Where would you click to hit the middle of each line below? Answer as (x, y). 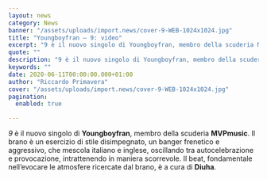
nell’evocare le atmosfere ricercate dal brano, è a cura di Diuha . (112, 167)
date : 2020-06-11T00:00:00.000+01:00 (71, 74)
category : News (33, 23)
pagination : (28, 97)
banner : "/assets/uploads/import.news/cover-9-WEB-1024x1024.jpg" (120, 30)
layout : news (30, 15)
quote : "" (25, 52)
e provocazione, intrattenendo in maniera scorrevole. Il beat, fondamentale (130, 158)
